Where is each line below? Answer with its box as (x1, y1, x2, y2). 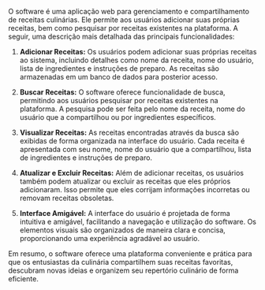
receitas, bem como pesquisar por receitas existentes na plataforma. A (8, 24, 239, 32)
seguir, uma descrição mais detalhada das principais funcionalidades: (8, 32, 235, 41)
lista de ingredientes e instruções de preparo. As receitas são (19, 64, 219, 73)
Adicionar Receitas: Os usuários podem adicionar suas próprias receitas (19, 47, 257, 56)
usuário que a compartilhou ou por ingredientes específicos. (19, 113, 217, 121)
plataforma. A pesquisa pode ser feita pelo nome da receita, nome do (19, 104, 246, 113)
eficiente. (8, 274, 39, 283)
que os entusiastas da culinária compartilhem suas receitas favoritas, (8, 258, 233, 266)
